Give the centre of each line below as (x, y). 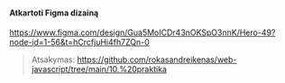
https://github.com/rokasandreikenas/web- (156, 60)
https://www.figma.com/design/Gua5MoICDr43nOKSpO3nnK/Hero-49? (142, 32)
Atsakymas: (53, 60)
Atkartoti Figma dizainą (54, 13)
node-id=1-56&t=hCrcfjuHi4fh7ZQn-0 (80, 42)
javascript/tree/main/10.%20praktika (99, 69)
